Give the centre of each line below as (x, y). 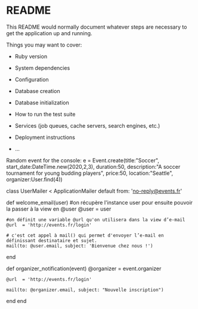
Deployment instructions (45, 137)
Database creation (38, 91)
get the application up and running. (49, 33)
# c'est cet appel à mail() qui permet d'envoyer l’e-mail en (85, 235)
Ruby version (31, 56)
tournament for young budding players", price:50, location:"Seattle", (90, 173)
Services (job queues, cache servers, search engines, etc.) (87, 125)
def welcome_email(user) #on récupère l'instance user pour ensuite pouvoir (99, 202)
